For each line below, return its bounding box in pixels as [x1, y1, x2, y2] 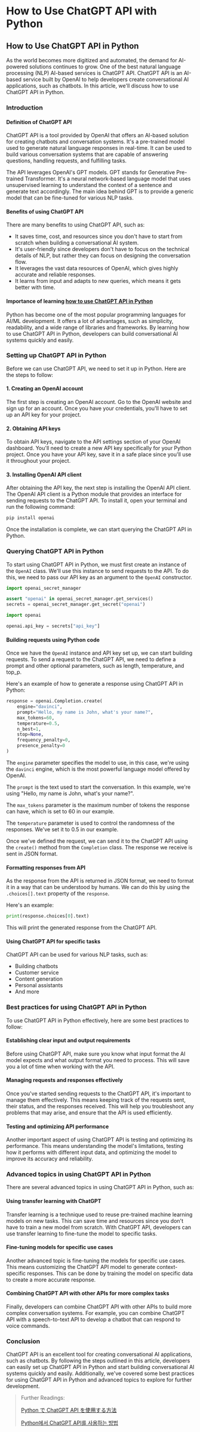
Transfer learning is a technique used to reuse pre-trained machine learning [6, 1211, 193, 1218]
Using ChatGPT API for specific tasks [6, 937, 101, 945]
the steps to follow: [6, 371, 54, 378]
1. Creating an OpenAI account [6, 385, 84, 392]
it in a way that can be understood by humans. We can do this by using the [6, 884, 190, 891]
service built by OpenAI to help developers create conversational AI [23, 76, 189, 83]
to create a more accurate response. [6, 1276, 96, 1283]
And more [14, 988, 40, 996]
